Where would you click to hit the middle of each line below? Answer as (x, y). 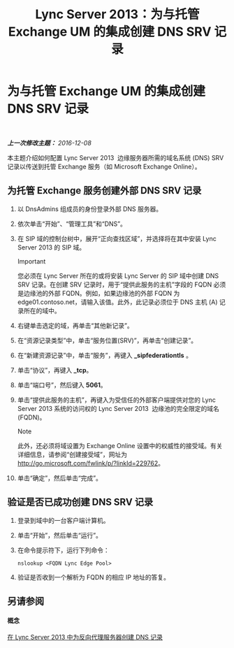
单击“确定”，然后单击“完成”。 (60, 478)
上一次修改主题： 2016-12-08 (50, 143)
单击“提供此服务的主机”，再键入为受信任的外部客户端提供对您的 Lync (117, 400)
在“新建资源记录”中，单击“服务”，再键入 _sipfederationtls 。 (104, 355)
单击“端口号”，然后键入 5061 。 (62, 384)
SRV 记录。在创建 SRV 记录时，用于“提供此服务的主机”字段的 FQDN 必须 (122, 285)
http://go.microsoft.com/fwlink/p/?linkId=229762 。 (90, 463)
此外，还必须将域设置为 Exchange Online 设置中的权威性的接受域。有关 (120, 445)
